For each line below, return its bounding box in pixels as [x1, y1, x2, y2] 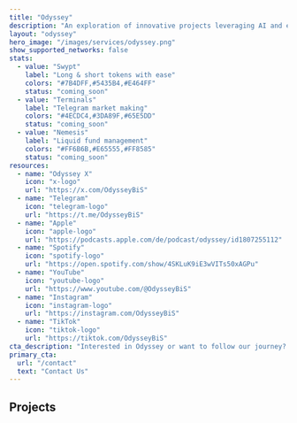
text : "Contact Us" [17, 366, 89, 376]
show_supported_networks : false [9, 46, 128, 55]
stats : [9, 54, 34, 63]
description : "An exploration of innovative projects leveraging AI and [9, 21, 283, 30]
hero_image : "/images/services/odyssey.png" [9, 37, 176, 47]
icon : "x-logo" [25, 178, 81, 187]
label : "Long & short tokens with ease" [25, 71, 176, 80]
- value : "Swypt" [17, 63, 81, 72]
